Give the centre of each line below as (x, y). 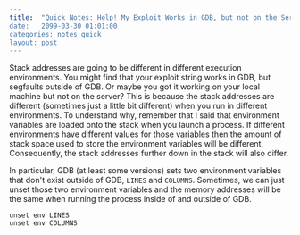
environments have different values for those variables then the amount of (146, 134)
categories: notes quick (55, 34)
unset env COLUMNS (43, 223)
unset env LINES (39, 215)
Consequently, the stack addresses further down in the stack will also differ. (149, 154)
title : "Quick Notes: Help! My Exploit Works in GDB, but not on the (143, 17)
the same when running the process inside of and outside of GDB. (130, 199)
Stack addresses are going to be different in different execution (126, 68)
